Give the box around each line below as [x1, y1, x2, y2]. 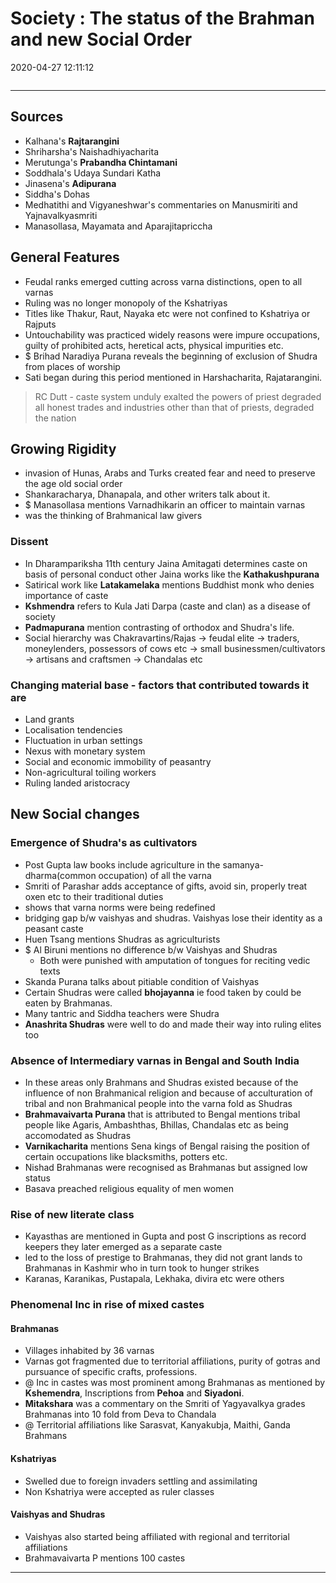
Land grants [24, 713, 75, 725]
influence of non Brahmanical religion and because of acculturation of [24, 1087, 313, 1099]
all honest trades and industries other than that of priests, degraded [34, 401, 315, 413]
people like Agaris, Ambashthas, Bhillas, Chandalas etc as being [24, 1118, 289, 1131]
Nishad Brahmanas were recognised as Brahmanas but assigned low [24, 1161, 308, 1173]
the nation [34, 412, 77, 424]
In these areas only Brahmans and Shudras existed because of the [24, 1076, 299, 1088]
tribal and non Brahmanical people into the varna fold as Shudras [24, 1097, 293, 1109]
